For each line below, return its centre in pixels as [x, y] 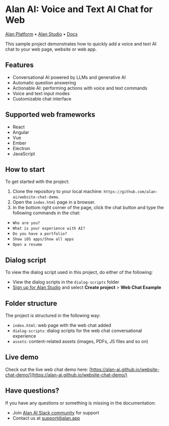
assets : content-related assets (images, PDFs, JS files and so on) [80, 341]
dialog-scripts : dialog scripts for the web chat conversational [77, 330]
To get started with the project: [37, 182]
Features [19, 65]
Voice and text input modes [41, 93]
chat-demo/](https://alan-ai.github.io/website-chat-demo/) [66, 374]
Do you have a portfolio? [40, 234]
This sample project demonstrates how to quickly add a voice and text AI [81, 43]
